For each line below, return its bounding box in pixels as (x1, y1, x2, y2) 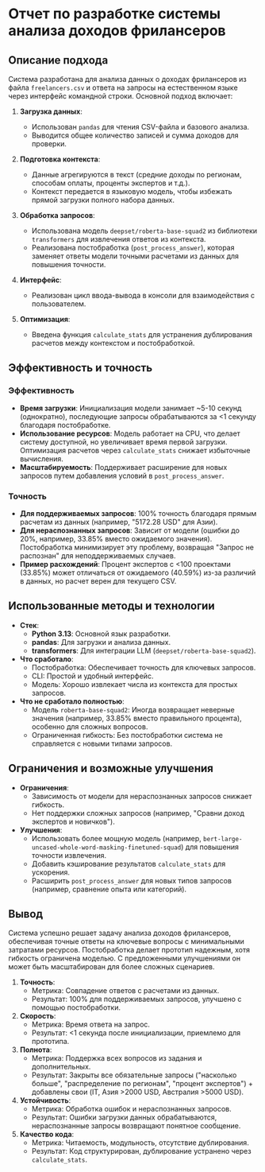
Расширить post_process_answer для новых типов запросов (31, 875, 232, 885)
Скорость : (19, 1011, 56, 1021)
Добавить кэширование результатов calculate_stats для (31, 859, 226, 868)
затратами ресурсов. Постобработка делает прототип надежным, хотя (8, 945, 250, 955)
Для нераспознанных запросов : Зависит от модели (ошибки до (19, 526, 240, 535)
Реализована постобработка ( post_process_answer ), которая (31, 243, 235, 252)
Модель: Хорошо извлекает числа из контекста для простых (31, 679, 238, 689)
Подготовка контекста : (19, 154, 101, 164)
